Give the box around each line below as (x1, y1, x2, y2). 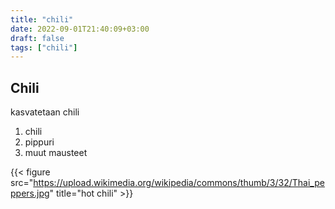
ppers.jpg (10, 187, 50, 200)
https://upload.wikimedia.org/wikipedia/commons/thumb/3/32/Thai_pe (33, 177, 325, 189)
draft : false (10, 33, 65, 43)
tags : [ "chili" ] (10, 42, 78, 53)
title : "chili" (10, 14, 74, 25)
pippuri (24, 136, 55, 148)
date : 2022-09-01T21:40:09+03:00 (10, 24, 150, 34)
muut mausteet (24, 147, 88, 159)
